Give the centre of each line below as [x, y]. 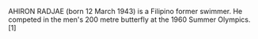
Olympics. [234, 19]
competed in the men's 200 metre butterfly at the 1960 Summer [112, 19]
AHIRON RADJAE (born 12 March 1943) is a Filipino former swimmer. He [125, 11]
